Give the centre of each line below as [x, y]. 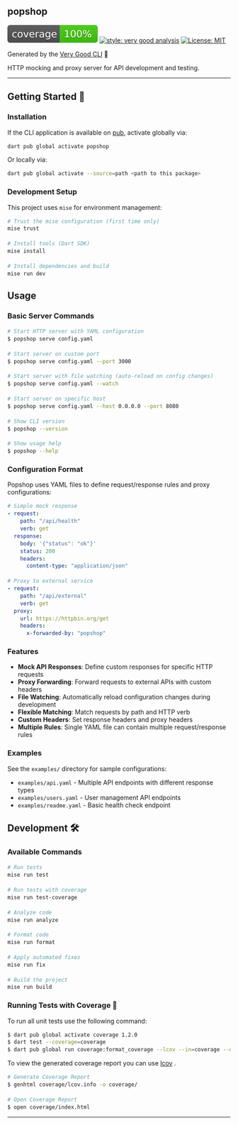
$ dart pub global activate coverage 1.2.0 [73, 1035]
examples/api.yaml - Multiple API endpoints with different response [115, 782]
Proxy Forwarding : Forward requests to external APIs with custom [114, 682]
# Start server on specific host [57, 399]
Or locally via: [27, 160]
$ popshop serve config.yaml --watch [63, 384]
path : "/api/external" [53, 596]
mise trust [23, 229]
